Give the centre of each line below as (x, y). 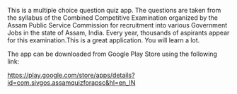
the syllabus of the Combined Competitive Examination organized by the (112, 18)
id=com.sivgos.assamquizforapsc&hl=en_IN (71, 83)
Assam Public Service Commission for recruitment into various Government (117, 25)
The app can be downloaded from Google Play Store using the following (112, 54)
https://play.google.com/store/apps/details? (71, 75)
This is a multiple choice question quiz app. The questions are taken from (114, 10)
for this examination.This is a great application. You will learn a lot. (104, 40)
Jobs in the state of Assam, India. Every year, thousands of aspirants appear (118, 33)
